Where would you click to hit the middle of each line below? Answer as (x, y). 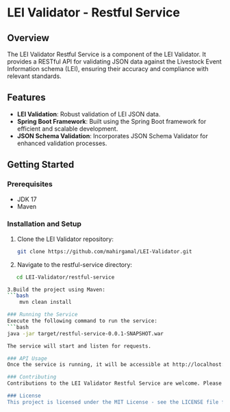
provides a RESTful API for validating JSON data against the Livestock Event (115, 62)
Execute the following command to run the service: (82, 321)
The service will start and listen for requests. (79, 346)
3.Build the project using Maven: (56, 289)
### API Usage (27, 358)
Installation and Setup (44, 224)
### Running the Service (42, 315)
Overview (28, 38)
